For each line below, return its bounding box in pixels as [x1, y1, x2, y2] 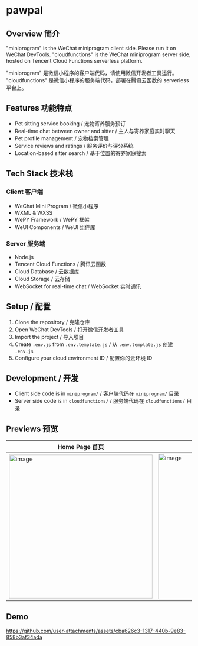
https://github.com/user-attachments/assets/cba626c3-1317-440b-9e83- [6, 628, 186, 635]
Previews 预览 [6, 424, 58, 434]
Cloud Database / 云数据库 [14, 267, 80, 275]
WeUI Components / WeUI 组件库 [14, 223, 95, 231]
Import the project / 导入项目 [14, 333, 84, 340]
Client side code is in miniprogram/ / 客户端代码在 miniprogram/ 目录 [14, 390, 180, 397]
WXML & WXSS [14, 209, 53, 216]
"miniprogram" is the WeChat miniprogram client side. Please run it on [6, 45, 176, 51]
